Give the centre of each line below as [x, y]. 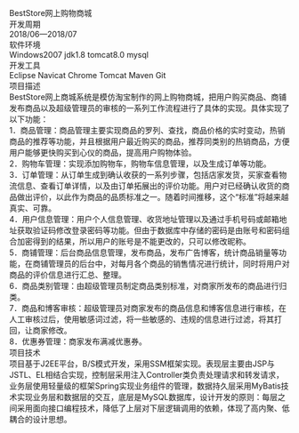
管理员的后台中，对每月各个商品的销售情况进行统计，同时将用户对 [169, 264]
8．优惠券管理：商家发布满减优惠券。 [78, 341]
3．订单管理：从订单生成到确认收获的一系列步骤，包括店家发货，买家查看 [144, 175]
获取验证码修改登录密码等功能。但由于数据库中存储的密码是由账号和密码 [149, 230]
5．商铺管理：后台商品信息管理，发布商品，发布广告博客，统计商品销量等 [144, 253]
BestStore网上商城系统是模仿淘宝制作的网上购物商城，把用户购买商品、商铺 [148, 97]
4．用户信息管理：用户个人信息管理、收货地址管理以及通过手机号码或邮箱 [145, 219]
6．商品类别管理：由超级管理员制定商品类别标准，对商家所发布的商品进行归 [148, 286]
